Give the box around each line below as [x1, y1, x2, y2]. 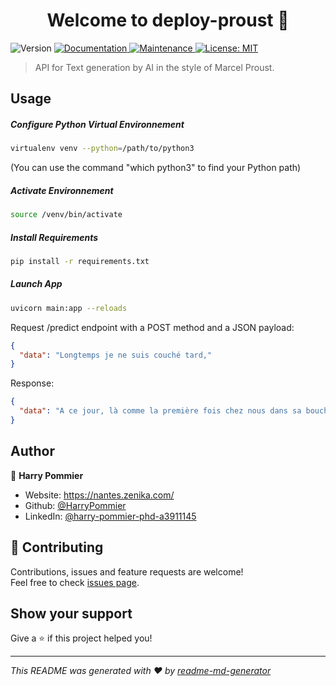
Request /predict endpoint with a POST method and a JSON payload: [10, 321, 295, 333]
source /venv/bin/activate [10, 210, 123, 220]
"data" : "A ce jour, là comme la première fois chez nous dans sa [19, 406, 302, 416]
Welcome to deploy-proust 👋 [46, 9, 290, 32]
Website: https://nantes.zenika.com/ [24, 489, 175, 501]
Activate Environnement [10, 184, 114, 196]
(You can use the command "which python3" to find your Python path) [10, 162, 302, 174]
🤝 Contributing [10, 539, 104, 556]
